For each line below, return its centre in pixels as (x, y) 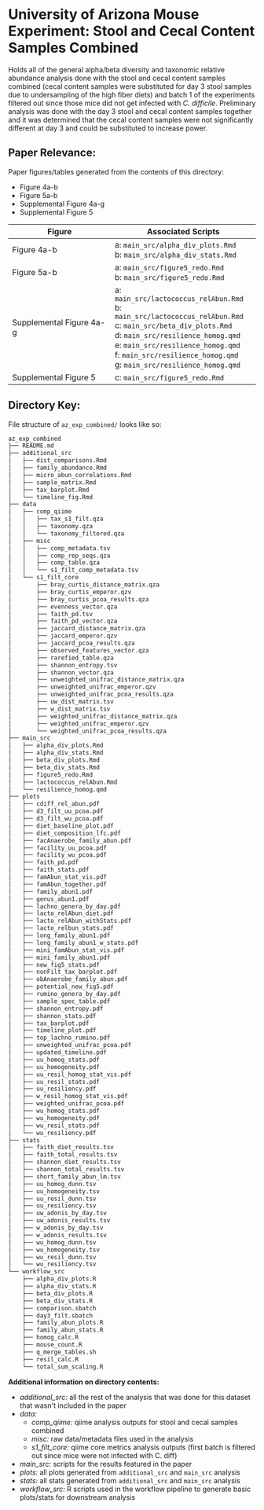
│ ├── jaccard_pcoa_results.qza (71, 643)
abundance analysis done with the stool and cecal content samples (117, 78)
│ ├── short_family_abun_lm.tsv (65, 1177)
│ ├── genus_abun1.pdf (49, 899)
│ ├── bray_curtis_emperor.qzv (70, 592)
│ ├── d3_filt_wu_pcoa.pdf (56, 819)
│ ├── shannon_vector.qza (61, 672)
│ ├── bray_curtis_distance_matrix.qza (84, 585)
